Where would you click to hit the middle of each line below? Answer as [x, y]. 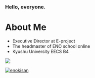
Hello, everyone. [25, 7]
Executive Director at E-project [44, 41]
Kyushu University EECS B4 [41, 51]
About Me [26, 27]
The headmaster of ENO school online [51, 46]
